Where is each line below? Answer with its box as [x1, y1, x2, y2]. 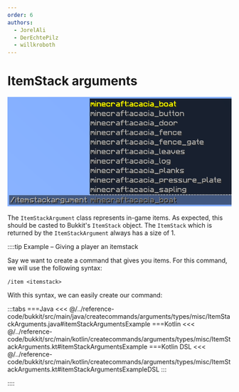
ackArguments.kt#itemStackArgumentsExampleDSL [7, 365, 160, 374]
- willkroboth [14, 41, 55, 49]
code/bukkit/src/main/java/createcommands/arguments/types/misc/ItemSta [7, 312, 230, 320]
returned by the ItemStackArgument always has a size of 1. [7, 228, 176, 237]
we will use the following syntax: [7, 263, 103, 272]
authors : [7, 18, 33, 26]
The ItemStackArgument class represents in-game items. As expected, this [7, 213, 223, 222]
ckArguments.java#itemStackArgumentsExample [7, 319, 151, 328]
